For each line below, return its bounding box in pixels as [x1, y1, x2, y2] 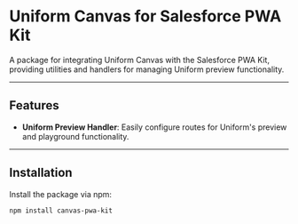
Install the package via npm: [9, 188, 113, 199]
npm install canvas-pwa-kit [9, 206, 114, 215]
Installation [9, 165, 73, 180]
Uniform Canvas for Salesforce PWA [9, 6, 282, 27]
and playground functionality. [21, 131, 129, 141]
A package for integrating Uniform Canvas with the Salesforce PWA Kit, [9, 54, 271, 65]
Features [9, 98, 59, 113]
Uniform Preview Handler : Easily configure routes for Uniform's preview [21, 122, 287, 132]
